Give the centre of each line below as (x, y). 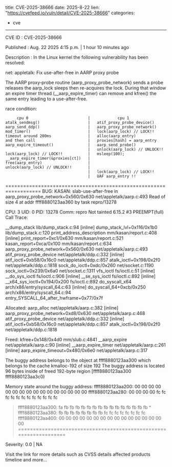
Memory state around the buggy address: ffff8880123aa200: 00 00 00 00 (83, 386)
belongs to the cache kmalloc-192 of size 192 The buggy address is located (85, 366)
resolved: (15, 63)
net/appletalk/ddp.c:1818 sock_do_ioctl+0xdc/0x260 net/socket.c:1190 (80, 265)
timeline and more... (26, 460)
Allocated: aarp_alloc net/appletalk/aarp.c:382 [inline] (62, 308)
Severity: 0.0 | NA (24, 444)
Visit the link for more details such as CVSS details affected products (78, 454)
